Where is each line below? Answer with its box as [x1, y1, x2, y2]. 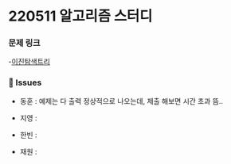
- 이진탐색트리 [8, 57, 50, 67]
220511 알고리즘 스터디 [8, 7, 153, 25]
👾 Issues [8, 77, 42, 88]
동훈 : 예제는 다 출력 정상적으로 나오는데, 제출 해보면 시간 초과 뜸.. [19, 96, 224, 105]
